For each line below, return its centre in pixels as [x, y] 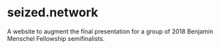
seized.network [53, 13]
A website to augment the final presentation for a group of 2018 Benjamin [110, 31]
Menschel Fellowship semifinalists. [56, 38]
